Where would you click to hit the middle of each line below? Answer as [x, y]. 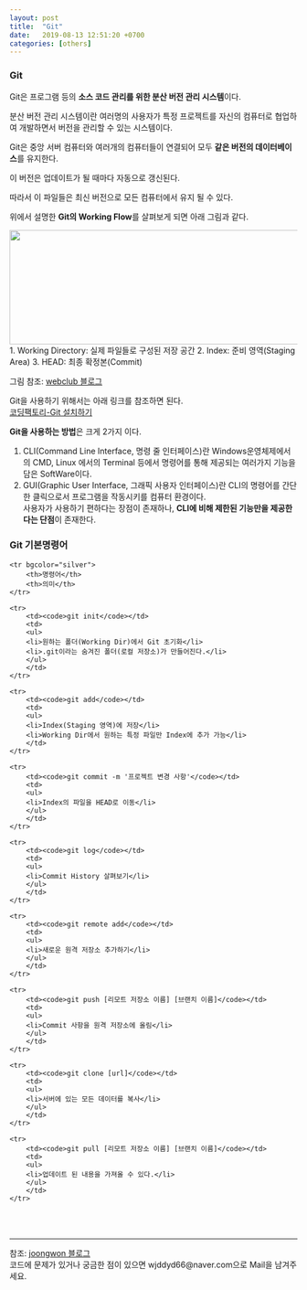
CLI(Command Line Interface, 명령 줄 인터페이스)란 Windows [135, 451]
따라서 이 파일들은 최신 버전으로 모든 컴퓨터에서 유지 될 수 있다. [122, 197]
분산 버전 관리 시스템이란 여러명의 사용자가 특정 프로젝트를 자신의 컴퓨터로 [141, 116]
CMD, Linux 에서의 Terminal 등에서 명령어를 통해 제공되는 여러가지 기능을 [164, 462]
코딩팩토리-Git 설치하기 [51, 411]
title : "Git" [37, 27]
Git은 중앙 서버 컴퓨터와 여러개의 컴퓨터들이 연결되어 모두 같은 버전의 [132, 146]
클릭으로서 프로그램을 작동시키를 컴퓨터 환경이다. [119, 496]
